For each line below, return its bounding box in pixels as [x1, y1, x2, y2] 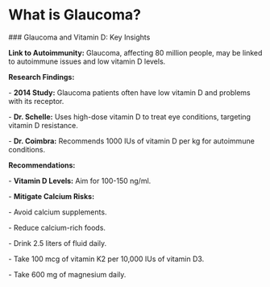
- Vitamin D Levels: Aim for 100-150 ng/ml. [8, 176, 152, 185]
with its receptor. [8, 96, 64, 106]
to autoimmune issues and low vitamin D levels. [8, 56, 166, 66]
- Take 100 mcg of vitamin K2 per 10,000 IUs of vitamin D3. [8, 254, 205, 264]
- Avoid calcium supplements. [8, 207, 107, 217]
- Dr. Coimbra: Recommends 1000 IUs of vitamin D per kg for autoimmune [8, 135, 255, 146]
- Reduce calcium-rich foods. [8, 223, 106, 232]
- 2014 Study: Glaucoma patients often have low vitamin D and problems [8, 87, 251, 98]
